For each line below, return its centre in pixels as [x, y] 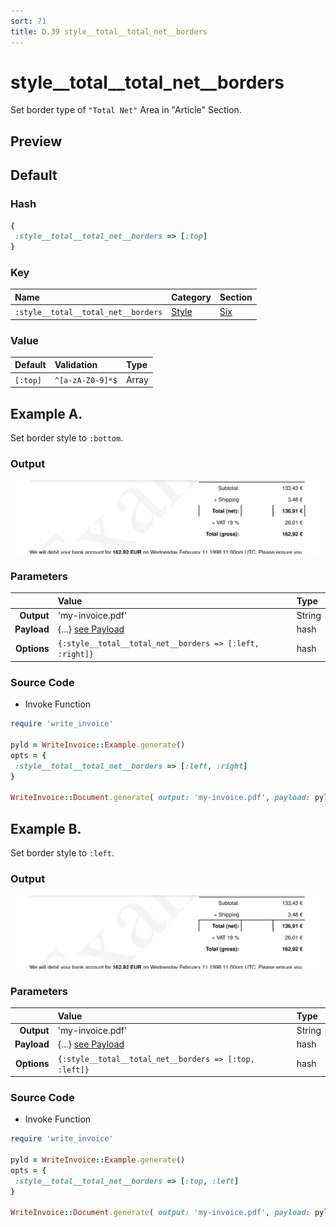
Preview [36, 141]
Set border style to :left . [62, 853]
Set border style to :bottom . [67, 438]
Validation [76, 365]
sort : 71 [28, 21]
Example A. [46, 413]
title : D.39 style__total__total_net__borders [109, 31]
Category [191, 297]
